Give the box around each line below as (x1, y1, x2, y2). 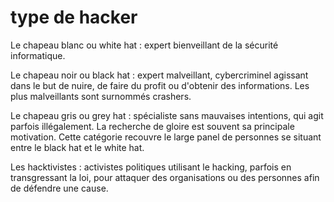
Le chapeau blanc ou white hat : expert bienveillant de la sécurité (10, 39, 279, 51)
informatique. (10, 49, 66, 61)
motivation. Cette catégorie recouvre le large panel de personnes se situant (10, 131, 322, 143)
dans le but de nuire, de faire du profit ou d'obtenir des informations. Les (10, 79, 310, 91)
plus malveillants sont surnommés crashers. (10, 90, 192, 102)
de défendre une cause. (10, 182, 109, 194)
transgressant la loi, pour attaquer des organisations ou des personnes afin (10, 171, 320, 183)
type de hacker (10, 6, 138, 29)
